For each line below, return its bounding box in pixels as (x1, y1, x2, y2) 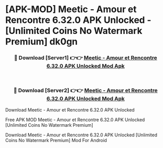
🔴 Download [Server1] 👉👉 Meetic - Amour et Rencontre (14, 54, 157, 61)
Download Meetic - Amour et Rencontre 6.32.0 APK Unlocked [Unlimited (5, 132, 157, 138)
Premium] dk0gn (5, 36, 78, 48)
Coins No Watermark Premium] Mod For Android (5, 137, 107, 143)
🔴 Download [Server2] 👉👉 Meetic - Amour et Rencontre (13, 87, 158, 94)
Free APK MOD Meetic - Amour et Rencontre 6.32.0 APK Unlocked (5, 117, 145, 123)
